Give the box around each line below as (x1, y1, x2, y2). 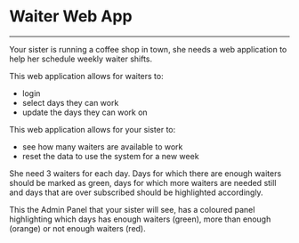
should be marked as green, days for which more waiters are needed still (9, 177, 277, 188)
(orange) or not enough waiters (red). (9, 223, 147, 233)
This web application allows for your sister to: (9, 124, 176, 134)
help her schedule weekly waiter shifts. (9, 53, 153, 64)
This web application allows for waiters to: (9, 70, 164, 81)
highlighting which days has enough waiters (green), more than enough (9, 214, 271, 224)
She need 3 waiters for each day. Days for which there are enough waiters (9, 167, 282, 179)
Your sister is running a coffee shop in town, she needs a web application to (9, 44, 287, 54)
